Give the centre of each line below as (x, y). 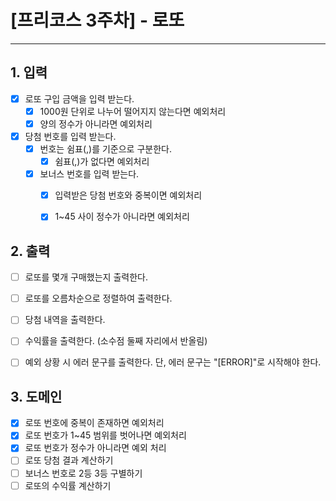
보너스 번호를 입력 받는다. (89, 174)
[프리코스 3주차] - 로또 (97, 20)
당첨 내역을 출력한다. (65, 320)
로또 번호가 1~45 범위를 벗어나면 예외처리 (105, 435)
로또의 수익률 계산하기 (68, 485)
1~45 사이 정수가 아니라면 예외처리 (122, 217)
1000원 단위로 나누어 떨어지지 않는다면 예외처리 (133, 111)
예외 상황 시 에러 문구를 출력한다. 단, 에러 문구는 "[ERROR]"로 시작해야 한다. (173, 362)
